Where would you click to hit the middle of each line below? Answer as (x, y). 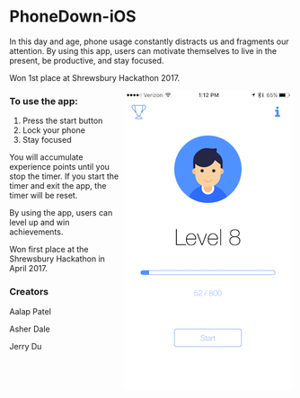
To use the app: (44, 101)
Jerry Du (26, 346)
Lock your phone (53, 130)
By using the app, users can (61, 213)
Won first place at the (49, 250)
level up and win (40, 223)
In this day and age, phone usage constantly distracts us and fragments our (149, 41)
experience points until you (60, 167)
